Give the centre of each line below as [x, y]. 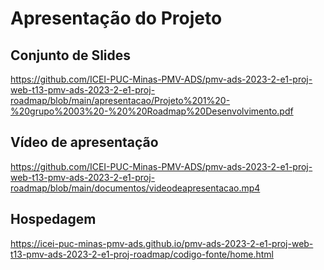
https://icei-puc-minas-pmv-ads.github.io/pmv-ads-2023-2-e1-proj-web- [162, 243]
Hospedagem [53, 219]
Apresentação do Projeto [116, 18]
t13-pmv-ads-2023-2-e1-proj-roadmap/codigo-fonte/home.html [142, 254]
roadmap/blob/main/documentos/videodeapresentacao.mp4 [135, 188]
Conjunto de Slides [71, 55]
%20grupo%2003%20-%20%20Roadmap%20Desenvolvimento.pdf [152, 111]
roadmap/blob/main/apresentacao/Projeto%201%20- [120, 100]
